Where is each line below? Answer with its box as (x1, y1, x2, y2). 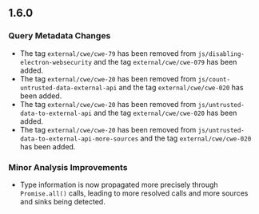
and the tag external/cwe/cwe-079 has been (93, 57, 237, 66)
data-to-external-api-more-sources (19, 135, 139, 143)
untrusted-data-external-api (19, 84, 118, 92)
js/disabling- (197, 50, 245, 58)
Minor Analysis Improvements (8, 161, 128, 172)
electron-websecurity (19, 58, 92, 66)
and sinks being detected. (19, 196, 106, 206)
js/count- (197, 75, 230, 83)
